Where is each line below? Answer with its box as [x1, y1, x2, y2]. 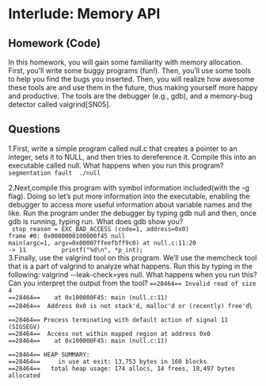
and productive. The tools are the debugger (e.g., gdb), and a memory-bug [8, 91, 253, 100]
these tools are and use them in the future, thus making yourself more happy [8, 83, 258, 92]
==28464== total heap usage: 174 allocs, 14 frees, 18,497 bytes [8, 365, 236, 372]
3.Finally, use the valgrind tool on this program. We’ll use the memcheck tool [8, 253, 257, 262]
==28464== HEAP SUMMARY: [8, 350, 90, 358]
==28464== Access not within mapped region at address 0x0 [8, 330, 211, 338]
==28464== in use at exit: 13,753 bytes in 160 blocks [8, 357, 207, 365]
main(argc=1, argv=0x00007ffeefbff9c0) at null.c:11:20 [8, 239, 196, 247]
